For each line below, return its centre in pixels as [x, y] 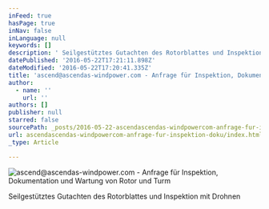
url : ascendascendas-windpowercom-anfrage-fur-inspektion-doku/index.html [136, 135]
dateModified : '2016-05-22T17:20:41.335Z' [80, 68]
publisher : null [35, 113]
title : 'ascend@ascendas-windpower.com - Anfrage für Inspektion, [121, 75]
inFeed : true [30, 16]
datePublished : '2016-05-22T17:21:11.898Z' [82, 61]
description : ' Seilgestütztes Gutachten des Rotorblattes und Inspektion [136, 53]
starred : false [34, 120]
